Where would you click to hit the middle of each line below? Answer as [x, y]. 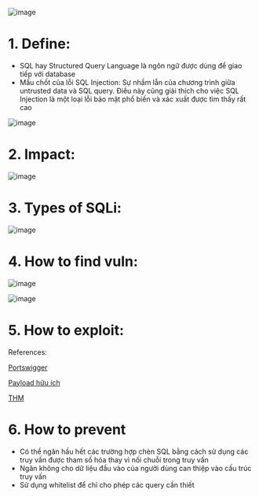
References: [27, 352]
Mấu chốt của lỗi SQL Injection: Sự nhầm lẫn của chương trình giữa [127, 82]
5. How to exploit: [66, 330]
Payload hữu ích [34, 382]
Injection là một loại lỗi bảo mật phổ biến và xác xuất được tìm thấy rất [133, 99]
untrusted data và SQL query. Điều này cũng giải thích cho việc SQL [129, 90]
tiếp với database [47, 74]
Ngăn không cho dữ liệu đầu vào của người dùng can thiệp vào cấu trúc [135, 468]
